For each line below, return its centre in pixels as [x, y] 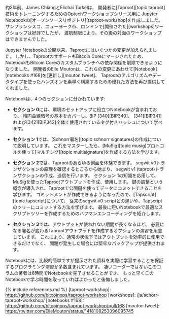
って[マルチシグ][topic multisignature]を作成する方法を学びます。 [94, 152]
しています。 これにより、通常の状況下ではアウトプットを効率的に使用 [86, 237]
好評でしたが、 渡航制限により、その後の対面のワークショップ [97, 33]
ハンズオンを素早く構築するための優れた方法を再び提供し [100, 82]
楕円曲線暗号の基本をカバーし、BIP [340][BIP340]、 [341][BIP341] [92, 116]
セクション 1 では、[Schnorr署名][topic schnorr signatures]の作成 [80, 139]
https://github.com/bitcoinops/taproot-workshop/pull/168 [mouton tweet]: [82, 306]
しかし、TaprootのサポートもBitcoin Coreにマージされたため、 [80, 56]
